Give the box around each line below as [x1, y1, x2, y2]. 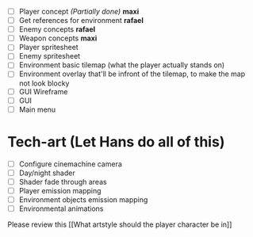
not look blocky [18, 78, 70, 88]
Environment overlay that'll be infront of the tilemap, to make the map [18, 69, 246, 78]
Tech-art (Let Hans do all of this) [7, 132, 225, 151]
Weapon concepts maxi [18, 33, 98, 43]
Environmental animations [18, 204, 104, 213]
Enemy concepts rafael [18, 25, 96, 34]
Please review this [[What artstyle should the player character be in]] [7, 220, 232, 229]
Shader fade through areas [18, 177, 108, 186]
